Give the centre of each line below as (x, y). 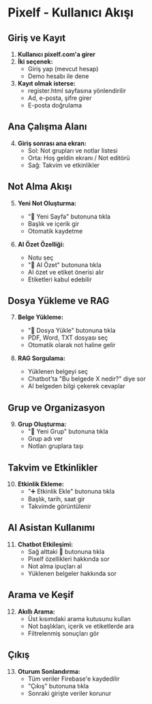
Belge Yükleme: (41, 317)
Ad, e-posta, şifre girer (60, 98)
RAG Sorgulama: (41, 358)
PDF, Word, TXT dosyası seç (68, 338)
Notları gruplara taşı (56, 446)
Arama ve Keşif (41, 595)
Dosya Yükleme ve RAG (59, 301)
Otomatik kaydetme (55, 231)
